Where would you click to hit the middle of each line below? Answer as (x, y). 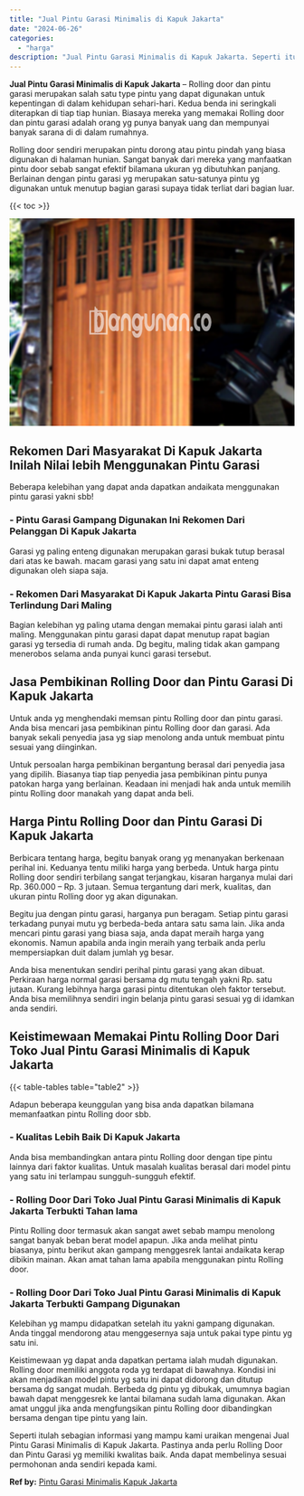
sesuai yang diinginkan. (53, 747)
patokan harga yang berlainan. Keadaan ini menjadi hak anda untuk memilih (150, 784)
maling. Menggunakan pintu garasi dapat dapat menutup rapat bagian (139, 634)
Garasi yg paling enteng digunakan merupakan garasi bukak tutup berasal (147, 551)
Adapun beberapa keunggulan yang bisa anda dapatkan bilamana (132, 1104)
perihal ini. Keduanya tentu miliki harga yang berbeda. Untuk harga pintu (144, 867)
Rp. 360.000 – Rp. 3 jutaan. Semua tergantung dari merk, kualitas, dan (140, 886)
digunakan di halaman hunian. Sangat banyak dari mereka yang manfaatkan (151, 159)
